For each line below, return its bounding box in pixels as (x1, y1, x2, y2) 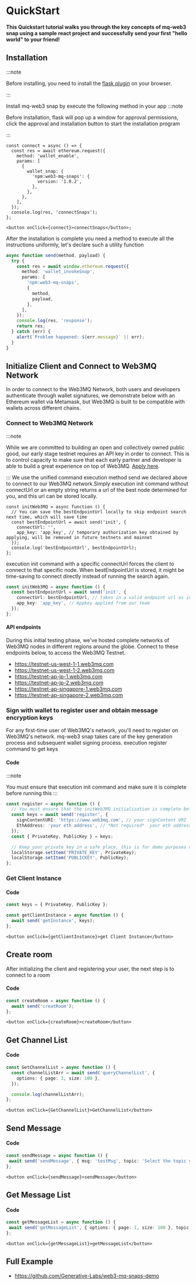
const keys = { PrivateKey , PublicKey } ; (6, 902, 108, 908)
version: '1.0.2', (37, 179, 82, 184)
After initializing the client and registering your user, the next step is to (6, 965, 175, 972)
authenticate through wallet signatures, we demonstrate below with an (6, 392, 176, 399)
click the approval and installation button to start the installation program (6, 120, 180, 127)
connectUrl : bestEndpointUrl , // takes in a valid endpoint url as (16, 595, 184, 601)
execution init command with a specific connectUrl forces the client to (6, 560, 174, 567)
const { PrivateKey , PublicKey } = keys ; (11, 833, 114, 839)
